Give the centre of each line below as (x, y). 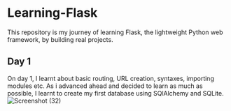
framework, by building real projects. (60, 39)
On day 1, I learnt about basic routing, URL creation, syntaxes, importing (111, 78)
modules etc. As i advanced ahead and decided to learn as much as (105, 86)
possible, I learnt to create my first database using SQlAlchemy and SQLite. (115, 93)
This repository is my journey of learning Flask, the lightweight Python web (115, 32)
